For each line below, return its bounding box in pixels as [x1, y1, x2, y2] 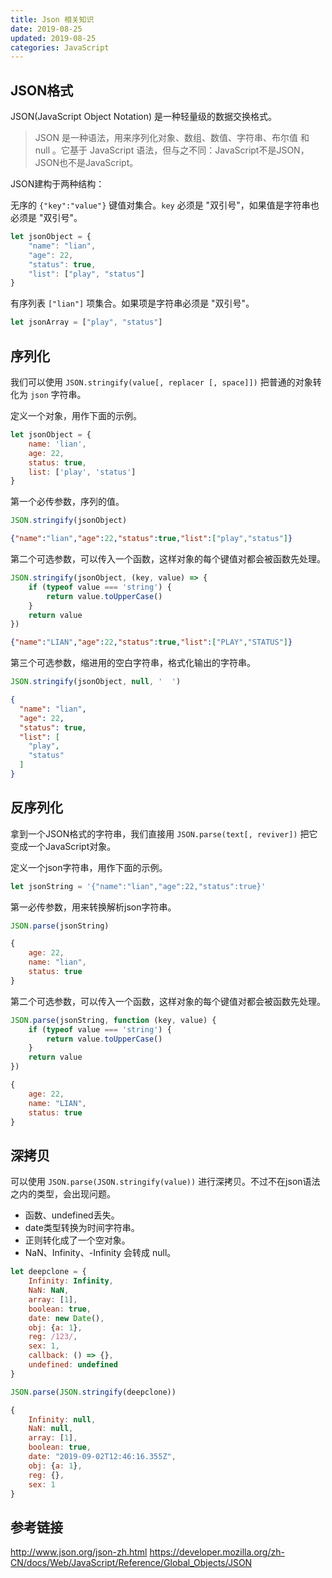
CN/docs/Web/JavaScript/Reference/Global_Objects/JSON [10, 1557, 253, 1569]
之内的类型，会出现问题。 [10, 1188, 116, 1200]
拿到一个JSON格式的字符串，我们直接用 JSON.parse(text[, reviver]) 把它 [10, 827, 318, 840]
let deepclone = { [10, 1267, 87, 1277]
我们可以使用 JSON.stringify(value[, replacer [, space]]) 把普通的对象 [10, 376, 313, 388]
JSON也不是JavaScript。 [34, 157, 139, 169]
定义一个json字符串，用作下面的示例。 [10, 861, 168, 873]
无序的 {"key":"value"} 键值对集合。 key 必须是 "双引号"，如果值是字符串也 [10, 199, 320, 211]
